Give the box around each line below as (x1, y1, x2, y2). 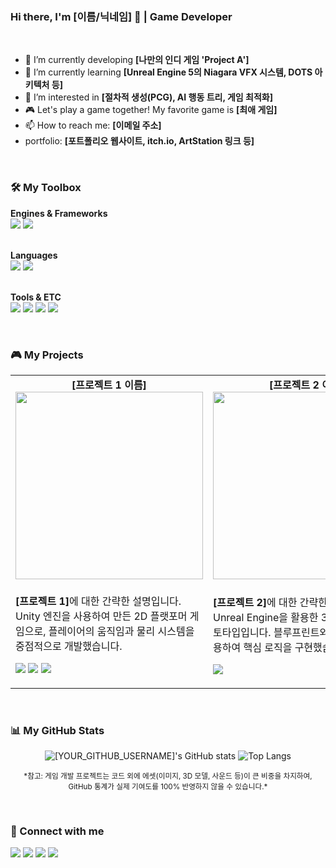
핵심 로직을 (243, 640, 293, 654)
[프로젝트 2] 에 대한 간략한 (213, 595, 328, 609)
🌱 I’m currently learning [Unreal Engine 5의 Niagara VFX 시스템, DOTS (24, 66, 313, 78)
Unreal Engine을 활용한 (213, 610, 319, 624)
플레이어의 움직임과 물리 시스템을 (48, 624, 195, 638)
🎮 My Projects (10, 348, 84, 362)
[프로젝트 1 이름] (71, 378, 147, 392)
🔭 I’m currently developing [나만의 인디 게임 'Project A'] (24, 54, 250, 66)
